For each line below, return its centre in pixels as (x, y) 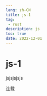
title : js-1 (18, 15)
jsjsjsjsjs (14, 78)
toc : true (16, 34)
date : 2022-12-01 (24, 39)
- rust (15, 24)
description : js (23, 29)
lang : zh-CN (18, 10)
